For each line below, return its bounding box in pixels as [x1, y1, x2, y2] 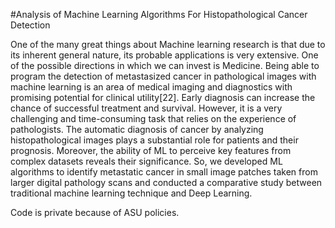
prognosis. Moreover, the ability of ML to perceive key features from [10, 145, 292, 156]
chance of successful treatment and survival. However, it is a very [10, 102, 283, 114]
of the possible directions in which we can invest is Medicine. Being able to [10, 60, 320, 71]
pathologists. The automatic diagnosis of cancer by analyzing [10, 124, 264, 135]
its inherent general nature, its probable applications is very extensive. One [10, 49, 319, 61]
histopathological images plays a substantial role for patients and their [10, 134, 299, 146]
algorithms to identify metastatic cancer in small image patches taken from [10, 166, 318, 178]
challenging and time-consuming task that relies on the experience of [10, 113, 297, 124]
